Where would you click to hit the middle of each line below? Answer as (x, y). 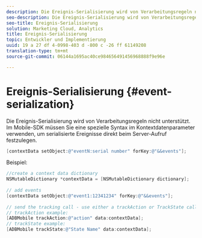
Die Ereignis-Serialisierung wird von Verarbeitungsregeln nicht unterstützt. (98, 121)
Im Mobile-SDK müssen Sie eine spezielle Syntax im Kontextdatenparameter (101, 127)
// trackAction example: (37, 213)
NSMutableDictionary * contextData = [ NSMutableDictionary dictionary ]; (98, 179)
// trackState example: (36, 224)
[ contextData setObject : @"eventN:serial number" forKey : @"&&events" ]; (96, 151)
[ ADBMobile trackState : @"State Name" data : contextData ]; (79, 230)
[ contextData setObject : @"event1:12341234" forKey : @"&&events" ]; (90, 196)
